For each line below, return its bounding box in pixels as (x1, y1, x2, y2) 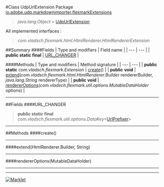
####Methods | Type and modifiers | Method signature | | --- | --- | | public (5, 62, 157, 67)
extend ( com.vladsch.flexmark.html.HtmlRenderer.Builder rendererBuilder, (5, 72, 153, 77)
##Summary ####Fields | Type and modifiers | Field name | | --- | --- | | (5, 47, 150, 53)
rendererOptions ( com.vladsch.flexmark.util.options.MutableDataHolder (5, 82, 149, 88)
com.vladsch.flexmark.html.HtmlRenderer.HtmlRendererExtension (17, 37, 150, 43)
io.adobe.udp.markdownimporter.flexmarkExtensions (5, 9, 112, 15)
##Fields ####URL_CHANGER (5, 102, 66, 107)
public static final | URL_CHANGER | (5, 52, 79, 58)
